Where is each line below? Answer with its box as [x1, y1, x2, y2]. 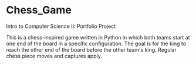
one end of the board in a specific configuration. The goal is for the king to [6, 40, 187, 47]
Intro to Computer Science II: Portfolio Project [6, 23, 116, 30]
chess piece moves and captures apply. [6, 52, 103, 59]
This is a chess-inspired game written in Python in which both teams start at [6, 34, 190, 41]
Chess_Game [6, 3, 72, 17]
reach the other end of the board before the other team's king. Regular [6, 46, 177, 53]
